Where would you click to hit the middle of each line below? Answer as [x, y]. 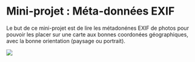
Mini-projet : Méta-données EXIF [91, 11]
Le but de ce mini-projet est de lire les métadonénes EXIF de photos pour [98, 28]
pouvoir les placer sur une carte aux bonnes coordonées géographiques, [97, 34]
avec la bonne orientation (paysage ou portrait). [66, 41]
